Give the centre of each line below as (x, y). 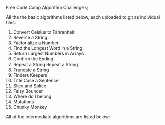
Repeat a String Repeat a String (46, 64)
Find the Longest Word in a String (48, 48)
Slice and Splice (30, 86)
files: (11, 22)
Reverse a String (30, 38)
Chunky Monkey (30, 107)
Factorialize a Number (36, 43)
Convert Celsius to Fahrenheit (44, 32)
